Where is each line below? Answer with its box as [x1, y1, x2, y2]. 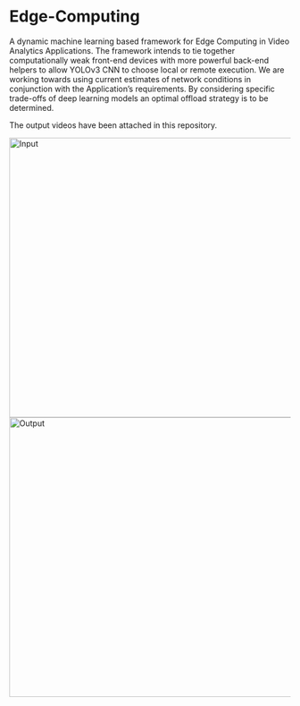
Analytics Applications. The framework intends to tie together [9, 45, 235, 55]
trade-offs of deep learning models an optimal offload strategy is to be [9, 92, 269, 104]
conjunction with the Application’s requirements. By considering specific [9, 83, 275, 94]
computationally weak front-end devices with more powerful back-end [9, 55, 270, 65]
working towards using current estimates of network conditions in [9, 73, 252, 84]
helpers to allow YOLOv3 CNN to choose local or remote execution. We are [9, 64, 285, 75]
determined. [9, 102, 54, 113]
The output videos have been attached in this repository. [9, 119, 218, 131]
